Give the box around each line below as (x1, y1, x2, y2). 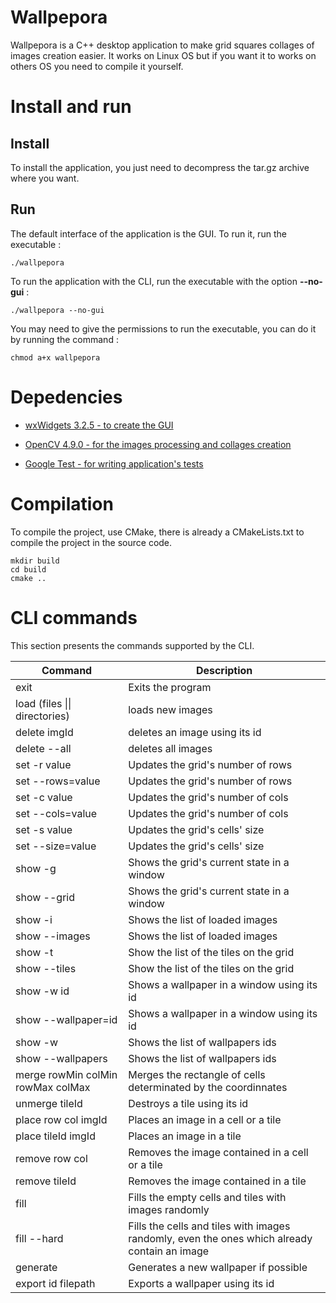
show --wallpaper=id (15, 1012, 118, 1026)
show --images (15, 929, 91, 943)
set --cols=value (15, 806, 98, 820)
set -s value (15, 822, 73, 836)
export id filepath (15, 1276, 96, 1290)
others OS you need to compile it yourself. (10, 60, 184, 72)
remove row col (15, 1151, 88, 1165)
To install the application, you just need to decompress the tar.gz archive (10, 161, 310, 173)
